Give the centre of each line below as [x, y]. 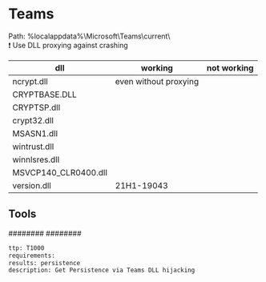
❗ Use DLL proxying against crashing [68, 45]
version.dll [32, 185]
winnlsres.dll [36, 159]
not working [230, 67]
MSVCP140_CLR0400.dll [60, 172]
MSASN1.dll [35, 133]
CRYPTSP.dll [36, 107]
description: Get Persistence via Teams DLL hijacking [102, 270]
